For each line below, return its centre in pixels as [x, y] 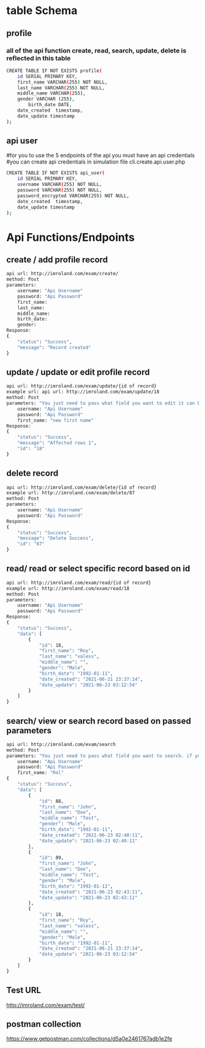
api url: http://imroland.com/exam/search [61, 744]
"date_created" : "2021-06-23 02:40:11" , [91, 835]
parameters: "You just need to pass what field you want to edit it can [101, 403]
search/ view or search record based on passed [99, 721]
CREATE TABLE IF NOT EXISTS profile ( [54, 71]
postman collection [44, 1025]
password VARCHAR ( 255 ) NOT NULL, [60, 190]
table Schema [42, 11]
